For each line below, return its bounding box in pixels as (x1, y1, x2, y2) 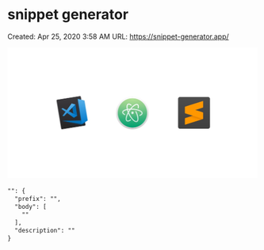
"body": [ (14, 203, 47, 211)
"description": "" (14, 227, 76, 235)
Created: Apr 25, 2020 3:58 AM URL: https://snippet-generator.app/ (7, 32, 229, 41)
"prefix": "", (14, 195, 61, 203)
